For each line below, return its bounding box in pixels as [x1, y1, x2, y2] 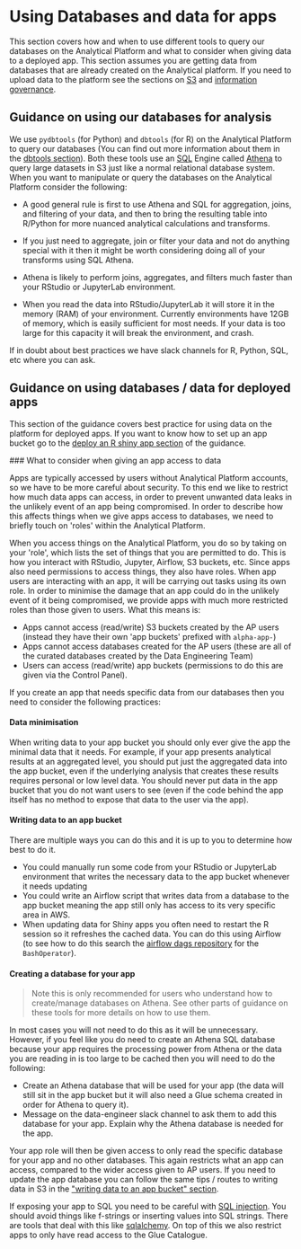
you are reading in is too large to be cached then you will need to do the [9, 1053, 276, 1064]
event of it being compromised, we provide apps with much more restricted [9, 595, 288, 606]
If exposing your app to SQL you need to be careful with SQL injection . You [9, 1201, 287, 1212]
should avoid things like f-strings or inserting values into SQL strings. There [9, 1210, 289, 1221]
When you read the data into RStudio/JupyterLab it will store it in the [22, 298, 276, 309]
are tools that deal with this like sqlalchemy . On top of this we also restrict [9, 1220, 282, 1231]
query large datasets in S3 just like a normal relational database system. [9, 162, 276, 173]
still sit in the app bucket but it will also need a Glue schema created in [22, 1090, 283, 1101]
